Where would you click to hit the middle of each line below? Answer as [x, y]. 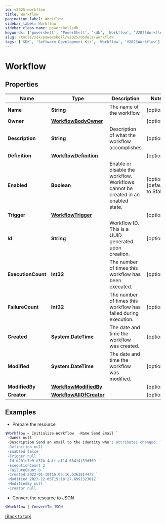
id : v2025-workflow [25, 10]
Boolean [61, 185]
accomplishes [125, 147]
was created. [124, 346]
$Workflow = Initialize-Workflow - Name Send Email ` [62, 433]
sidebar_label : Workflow [31, 23]
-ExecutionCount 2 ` [28, 465]
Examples [21, 413]
